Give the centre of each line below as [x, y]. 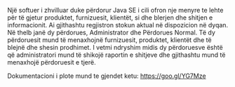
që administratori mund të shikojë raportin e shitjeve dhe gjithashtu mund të [116, 55]
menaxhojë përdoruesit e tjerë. [52, 62]
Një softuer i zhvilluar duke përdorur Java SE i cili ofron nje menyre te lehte [115, 10]
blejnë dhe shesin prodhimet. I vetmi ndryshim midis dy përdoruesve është [115, 47]
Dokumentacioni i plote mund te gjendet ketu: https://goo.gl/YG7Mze [107, 76]
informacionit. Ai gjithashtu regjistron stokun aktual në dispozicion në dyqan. [118, 25]
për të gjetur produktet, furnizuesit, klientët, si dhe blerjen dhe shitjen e [110, 18]
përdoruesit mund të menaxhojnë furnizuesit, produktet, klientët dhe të [109, 40]
